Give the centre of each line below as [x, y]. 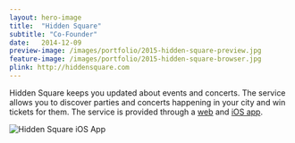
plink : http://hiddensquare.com [69, 68]
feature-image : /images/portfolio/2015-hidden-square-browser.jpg [135, 59]
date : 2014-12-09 [46, 42]
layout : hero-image [46, 17]
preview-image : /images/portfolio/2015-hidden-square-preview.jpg [135, 51]
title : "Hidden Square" [55, 26]
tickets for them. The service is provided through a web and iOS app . [136, 112]
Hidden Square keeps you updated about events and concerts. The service [147, 93]
